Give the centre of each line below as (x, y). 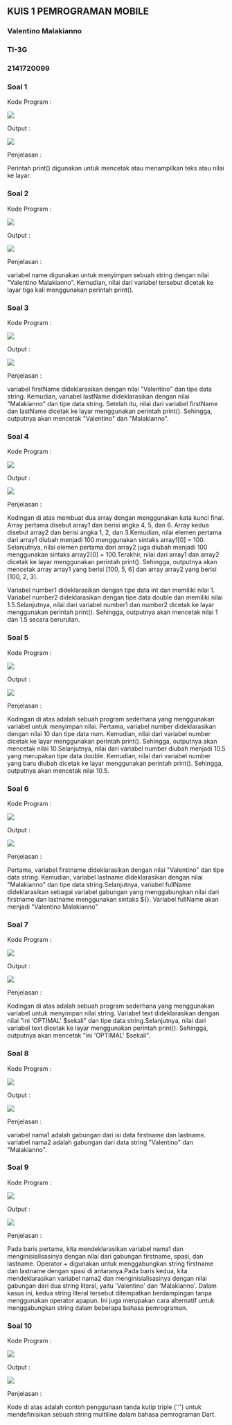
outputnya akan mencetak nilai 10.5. (58, 770)
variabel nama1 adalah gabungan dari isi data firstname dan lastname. (107, 1135)
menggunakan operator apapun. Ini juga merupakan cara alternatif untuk (111, 1300)
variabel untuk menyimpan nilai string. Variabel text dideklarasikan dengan (113, 1013)
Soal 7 (18, 925)
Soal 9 (18, 1167)
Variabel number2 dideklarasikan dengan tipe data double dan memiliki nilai (115, 597)
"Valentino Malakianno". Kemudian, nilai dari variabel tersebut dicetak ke (110, 282)
